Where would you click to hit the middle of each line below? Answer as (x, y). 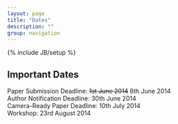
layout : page (26, 14)
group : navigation (34, 33)
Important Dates (43, 74)
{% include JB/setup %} (42, 53)
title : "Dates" (29, 20)
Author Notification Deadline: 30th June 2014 (72, 98)
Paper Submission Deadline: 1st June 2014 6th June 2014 (89, 91)
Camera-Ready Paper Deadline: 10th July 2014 (74, 106)
